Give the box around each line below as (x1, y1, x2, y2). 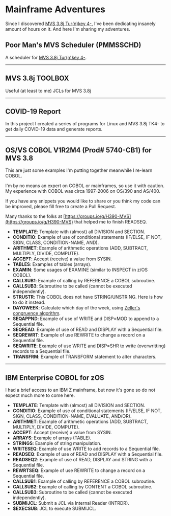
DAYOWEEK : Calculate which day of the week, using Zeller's (12, 305, 140, 311)
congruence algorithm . (12, 310, 61, 317)
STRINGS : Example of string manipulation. (12, 440, 102, 446)
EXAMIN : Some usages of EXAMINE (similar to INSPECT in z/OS (12, 267, 148, 273)
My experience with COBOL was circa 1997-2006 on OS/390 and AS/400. (5, 188, 161, 194)
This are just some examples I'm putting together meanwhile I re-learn (5, 167, 153, 173)
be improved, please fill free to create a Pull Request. (5, 204, 116, 210)
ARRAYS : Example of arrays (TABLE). (12, 435, 92, 441)
